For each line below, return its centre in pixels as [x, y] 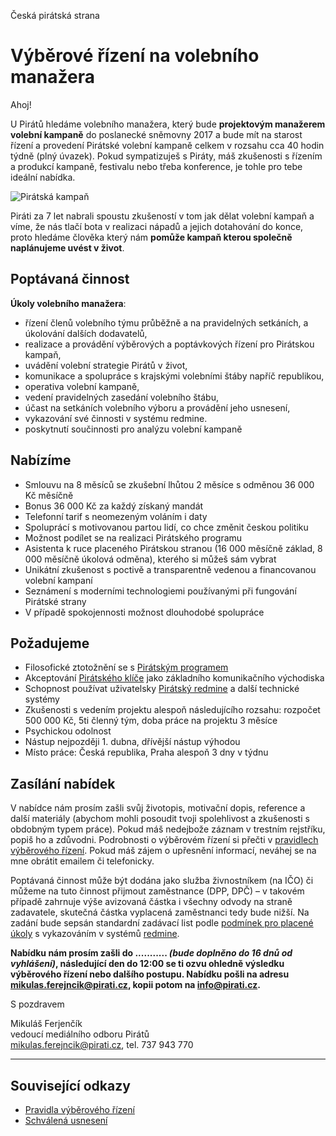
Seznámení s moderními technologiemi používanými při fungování [160, 591]
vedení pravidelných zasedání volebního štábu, [121, 397]
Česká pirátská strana [55, 15]
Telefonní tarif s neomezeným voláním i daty [116, 516]
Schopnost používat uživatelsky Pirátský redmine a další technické [162, 689]
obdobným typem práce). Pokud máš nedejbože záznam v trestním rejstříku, [168, 829]
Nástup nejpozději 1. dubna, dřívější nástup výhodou [132, 742]
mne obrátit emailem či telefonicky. [82, 861]
